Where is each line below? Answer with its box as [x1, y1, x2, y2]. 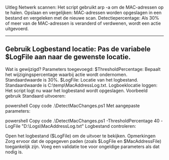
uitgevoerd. [5, 26, 29, 32]
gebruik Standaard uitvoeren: [5, 93, 66, 99]
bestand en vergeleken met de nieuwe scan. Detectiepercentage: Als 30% [5, 15, 159, 21]
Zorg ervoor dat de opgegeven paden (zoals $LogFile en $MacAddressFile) [5, 138, 162, 144]
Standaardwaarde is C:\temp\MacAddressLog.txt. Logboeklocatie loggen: [5, 82, 157, 88]
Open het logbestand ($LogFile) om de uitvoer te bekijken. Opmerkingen [5, 133, 156, 139]
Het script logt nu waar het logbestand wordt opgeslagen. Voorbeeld [5, 88, 148, 94]
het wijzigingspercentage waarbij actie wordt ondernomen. [5, 71, 128, 77]
